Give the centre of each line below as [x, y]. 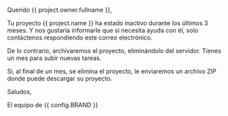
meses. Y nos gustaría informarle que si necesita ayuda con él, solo [103, 30]
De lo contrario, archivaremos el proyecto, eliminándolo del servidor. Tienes [114, 51]
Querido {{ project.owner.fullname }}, [60, 10]
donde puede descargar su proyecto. [60, 78]
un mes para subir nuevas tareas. [54, 58]
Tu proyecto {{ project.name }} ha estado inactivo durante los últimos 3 [107, 23]
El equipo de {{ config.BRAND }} [53, 105]
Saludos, [20, 92]
